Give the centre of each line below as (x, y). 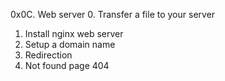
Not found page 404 (67, 65)
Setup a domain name (70, 44)
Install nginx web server (74, 33)
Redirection (48, 55)
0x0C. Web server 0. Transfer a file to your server (113, 14)
